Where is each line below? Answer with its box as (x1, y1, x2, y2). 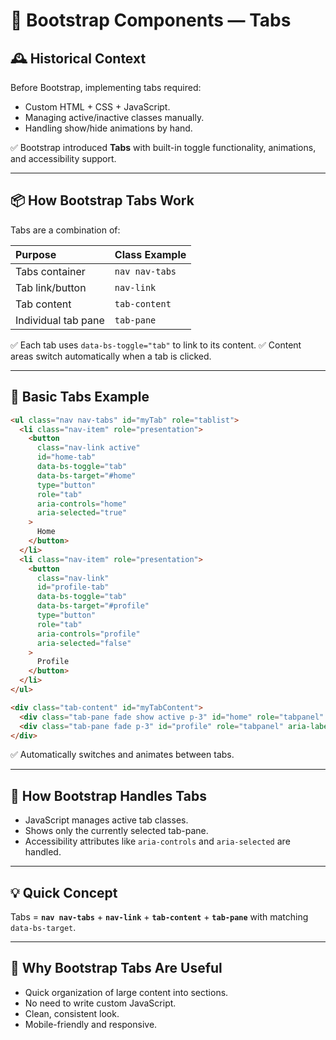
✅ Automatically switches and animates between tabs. (10, 749, 235, 761)
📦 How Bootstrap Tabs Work (10, 192, 195, 209)
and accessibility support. (10, 153, 117, 164)
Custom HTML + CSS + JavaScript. (24, 101, 171, 113)
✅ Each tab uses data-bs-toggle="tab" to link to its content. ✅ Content (10, 339, 302, 351)
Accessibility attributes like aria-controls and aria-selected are (24, 835, 291, 848)
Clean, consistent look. (24, 1007, 120, 1019)
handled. (24, 846, 62, 858)
